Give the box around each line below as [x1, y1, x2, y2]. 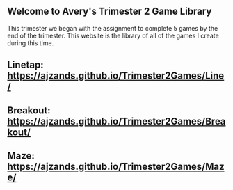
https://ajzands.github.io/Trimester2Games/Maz [7, 160, 225, 173]
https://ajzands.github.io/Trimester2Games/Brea [7, 115, 226, 127]
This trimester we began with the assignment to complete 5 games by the [7, 24, 218, 32]
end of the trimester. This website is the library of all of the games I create [7, 31, 219, 40]
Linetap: [7, 59, 44, 71]
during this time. [7, 38, 54, 47]
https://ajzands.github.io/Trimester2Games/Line [7, 70, 225, 82]
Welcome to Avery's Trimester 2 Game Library [7, 6, 212, 17]
